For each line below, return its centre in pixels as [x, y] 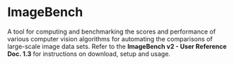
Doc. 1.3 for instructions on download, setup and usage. [89, 54]
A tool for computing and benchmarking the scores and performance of [112, 31]
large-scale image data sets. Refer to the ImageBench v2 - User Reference [117, 46]
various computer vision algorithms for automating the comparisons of [110, 38]
